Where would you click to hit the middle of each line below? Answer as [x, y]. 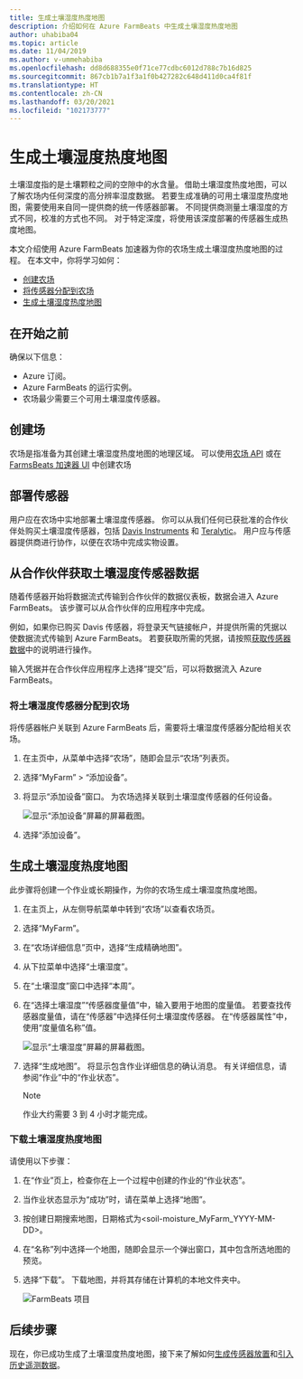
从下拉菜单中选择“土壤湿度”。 [78, 966]
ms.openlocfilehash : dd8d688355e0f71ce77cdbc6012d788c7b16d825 [131, 69]
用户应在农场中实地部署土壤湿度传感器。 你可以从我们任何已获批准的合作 [145, 519]
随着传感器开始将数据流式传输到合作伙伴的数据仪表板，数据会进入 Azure [144, 597]
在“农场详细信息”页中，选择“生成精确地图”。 [105, 947]
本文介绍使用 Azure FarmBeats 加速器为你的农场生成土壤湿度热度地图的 [142, 249]
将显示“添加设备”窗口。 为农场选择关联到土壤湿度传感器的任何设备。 [150, 796]
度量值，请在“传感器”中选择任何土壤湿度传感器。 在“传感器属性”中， [165, 1016]
